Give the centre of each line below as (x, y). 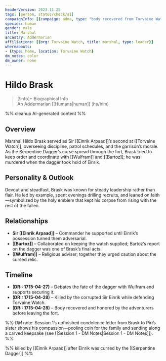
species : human (21, 24)
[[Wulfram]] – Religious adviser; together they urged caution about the (84, 254)
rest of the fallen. (22, 205)
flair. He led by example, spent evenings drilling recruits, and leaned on (77, 195)
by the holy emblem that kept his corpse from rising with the (95, 200)
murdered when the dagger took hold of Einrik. (53, 162)
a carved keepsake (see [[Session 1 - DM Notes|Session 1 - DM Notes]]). (79, 333)
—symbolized (19, 200)
